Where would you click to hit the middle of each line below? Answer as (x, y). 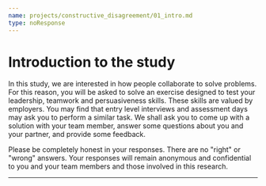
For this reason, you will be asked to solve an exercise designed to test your (132, 93)
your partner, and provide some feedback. (77, 135)
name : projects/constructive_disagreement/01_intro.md (101, 15)
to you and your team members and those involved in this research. (118, 166)
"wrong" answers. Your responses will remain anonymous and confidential (130, 158)
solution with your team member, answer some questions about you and (126, 126)
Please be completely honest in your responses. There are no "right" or (125, 150)
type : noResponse (37, 23)
